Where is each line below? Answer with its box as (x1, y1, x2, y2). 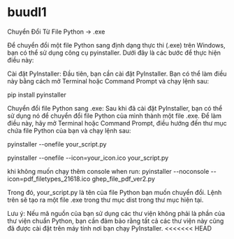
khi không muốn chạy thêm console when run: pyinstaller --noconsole (7, 167, 210, 175)
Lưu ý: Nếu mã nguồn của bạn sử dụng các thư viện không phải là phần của (7, 209, 226, 217)
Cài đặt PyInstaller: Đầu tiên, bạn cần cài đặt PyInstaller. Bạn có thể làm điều (7, 69, 227, 78)
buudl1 (7, 4, 47, 20)
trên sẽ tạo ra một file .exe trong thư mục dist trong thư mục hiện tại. (7, 196, 204, 204)
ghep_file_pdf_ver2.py (92, 175, 156, 183)
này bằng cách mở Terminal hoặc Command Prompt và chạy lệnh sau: (7, 76, 210, 85)
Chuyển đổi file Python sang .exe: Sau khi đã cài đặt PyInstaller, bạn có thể (7, 104, 223, 112)
